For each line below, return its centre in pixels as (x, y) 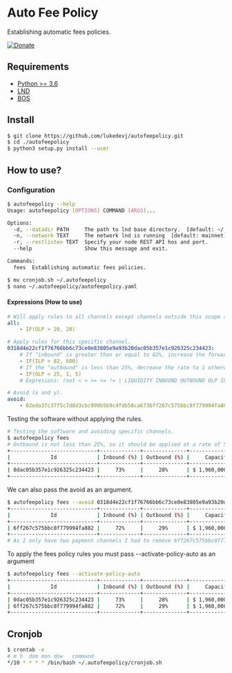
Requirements (38, 67)
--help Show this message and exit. (91, 249)
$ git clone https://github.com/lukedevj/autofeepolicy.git (96, 136)
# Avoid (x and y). (35, 393)
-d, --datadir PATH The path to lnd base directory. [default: (114, 229)
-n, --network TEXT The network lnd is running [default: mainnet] (120, 236)
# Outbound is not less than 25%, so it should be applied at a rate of (114, 444)
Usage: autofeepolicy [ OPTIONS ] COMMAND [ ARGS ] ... (81, 211)
